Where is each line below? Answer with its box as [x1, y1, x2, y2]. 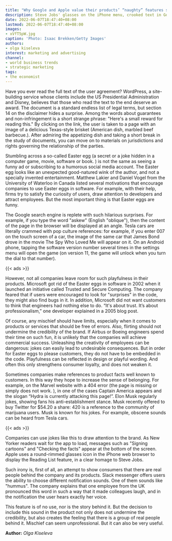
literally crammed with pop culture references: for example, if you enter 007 [5, 228, 165, 234]
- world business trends [5, 60, 58, 65]
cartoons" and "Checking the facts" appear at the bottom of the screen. [5, 446, 157, 452]
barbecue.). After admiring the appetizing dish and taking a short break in [5, 132, 160, 138]
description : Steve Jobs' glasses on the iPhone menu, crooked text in [5, 12, 161, 17]
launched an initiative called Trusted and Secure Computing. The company [5, 286, 163, 292]
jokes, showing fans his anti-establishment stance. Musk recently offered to [5, 398, 165, 405]
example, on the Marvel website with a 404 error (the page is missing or [5, 382, 158, 388]
